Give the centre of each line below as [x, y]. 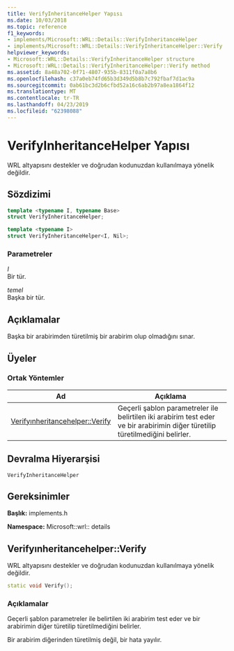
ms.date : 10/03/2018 [37, 20]
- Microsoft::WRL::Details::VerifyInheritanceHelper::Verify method [109, 66]
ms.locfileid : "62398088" [45, 111]
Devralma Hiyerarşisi [54, 459]
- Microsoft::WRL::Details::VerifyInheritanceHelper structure [101, 59]
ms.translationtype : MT [42, 92]
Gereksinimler [39, 496]
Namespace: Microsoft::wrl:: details [59, 527]
